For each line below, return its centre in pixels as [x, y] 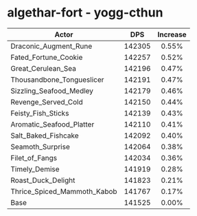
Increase [172, 34]
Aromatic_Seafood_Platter [53, 124]
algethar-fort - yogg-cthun [85, 13]
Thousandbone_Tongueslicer [57, 79]
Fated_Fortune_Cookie [47, 57]
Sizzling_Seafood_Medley [52, 91]
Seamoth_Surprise [40, 147]
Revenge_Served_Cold [47, 102]
